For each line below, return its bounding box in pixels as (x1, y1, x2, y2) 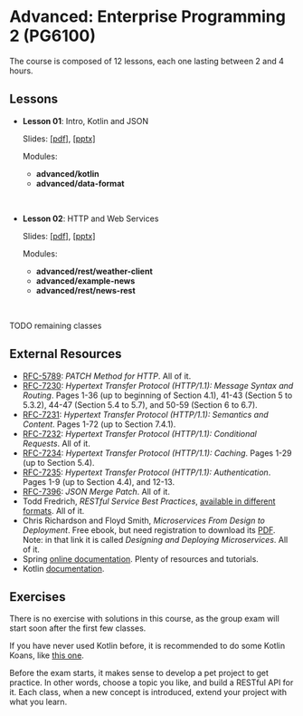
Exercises (9, 589, 66, 605)
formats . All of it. (22, 505, 85, 516)
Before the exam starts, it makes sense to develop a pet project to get (9, 668, 270, 679)
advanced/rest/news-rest (35, 285, 136, 295)
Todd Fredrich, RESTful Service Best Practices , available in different (22, 496, 276, 507)
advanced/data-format (35, 178, 125, 189)
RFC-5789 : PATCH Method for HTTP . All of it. (22, 370, 192, 382)
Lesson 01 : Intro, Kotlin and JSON (22, 115, 149, 126)
